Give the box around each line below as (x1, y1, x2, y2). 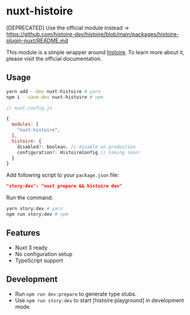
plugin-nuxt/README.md (6, 37, 69, 44)
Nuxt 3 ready (14, 244, 48, 251)
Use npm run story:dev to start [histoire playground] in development (14, 296, 185, 304)
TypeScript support (14, 257, 63, 264)
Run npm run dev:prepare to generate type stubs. (14, 290, 137, 298)
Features (6, 228, 40, 239)
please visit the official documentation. (6, 55, 102, 62)
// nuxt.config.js (6, 105, 52, 111)
